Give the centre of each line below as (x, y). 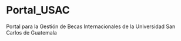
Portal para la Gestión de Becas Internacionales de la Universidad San (91, 26)
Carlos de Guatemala (31, 32)
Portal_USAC (38, 10)
